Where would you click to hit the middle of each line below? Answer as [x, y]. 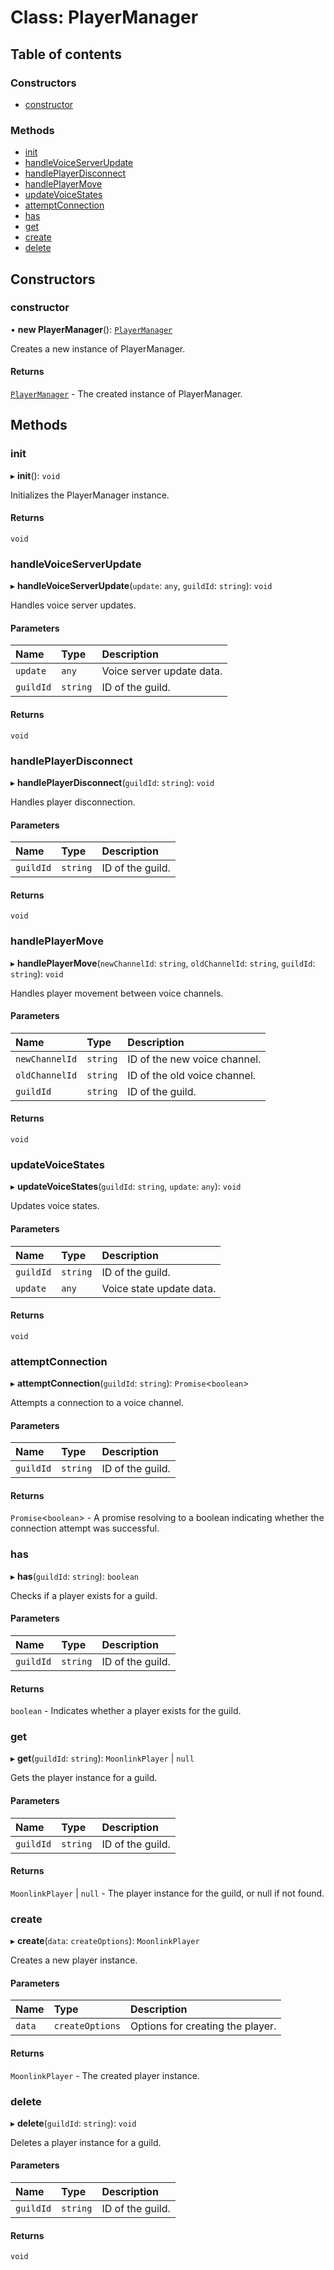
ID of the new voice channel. [194, 1059]
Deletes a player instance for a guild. [86, 2142]
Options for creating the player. [203, 2026]
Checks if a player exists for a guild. [84, 1595]
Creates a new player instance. [74, 1960]
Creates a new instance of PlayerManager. [98, 348]
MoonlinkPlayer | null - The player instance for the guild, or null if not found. [167, 1893]
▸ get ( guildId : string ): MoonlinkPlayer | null [102, 1758]
